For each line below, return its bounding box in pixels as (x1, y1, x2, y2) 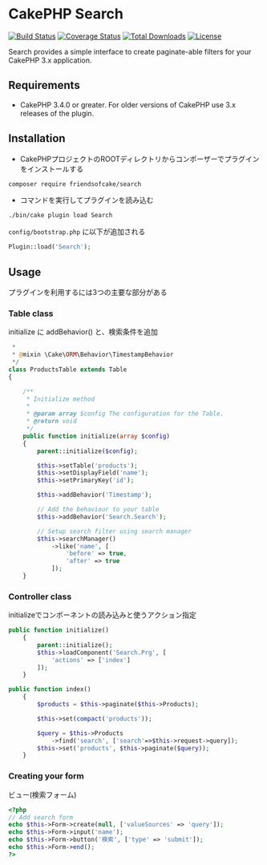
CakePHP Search (8, 5, 124, 23)
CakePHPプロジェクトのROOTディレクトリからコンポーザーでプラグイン (19, 154, 260, 164)
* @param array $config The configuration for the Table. (26, 410, 225, 418)
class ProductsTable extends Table (8, 366, 127, 374)
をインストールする (19, 164, 84, 173)
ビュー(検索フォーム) (8, 790, 77, 799)
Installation (8, 131, 66, 145)
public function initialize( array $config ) (22, 432, 171, 440)
